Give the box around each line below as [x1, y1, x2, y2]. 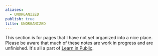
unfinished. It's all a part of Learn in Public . [5, 45, 94, 51]
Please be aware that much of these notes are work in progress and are [5, 40, 153, 46]
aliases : [5, 7, 24, 12]
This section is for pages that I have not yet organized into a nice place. [5, 35, 153, 41]
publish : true [5, 16, 35, 21]
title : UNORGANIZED [5, 21, 46, 26]
